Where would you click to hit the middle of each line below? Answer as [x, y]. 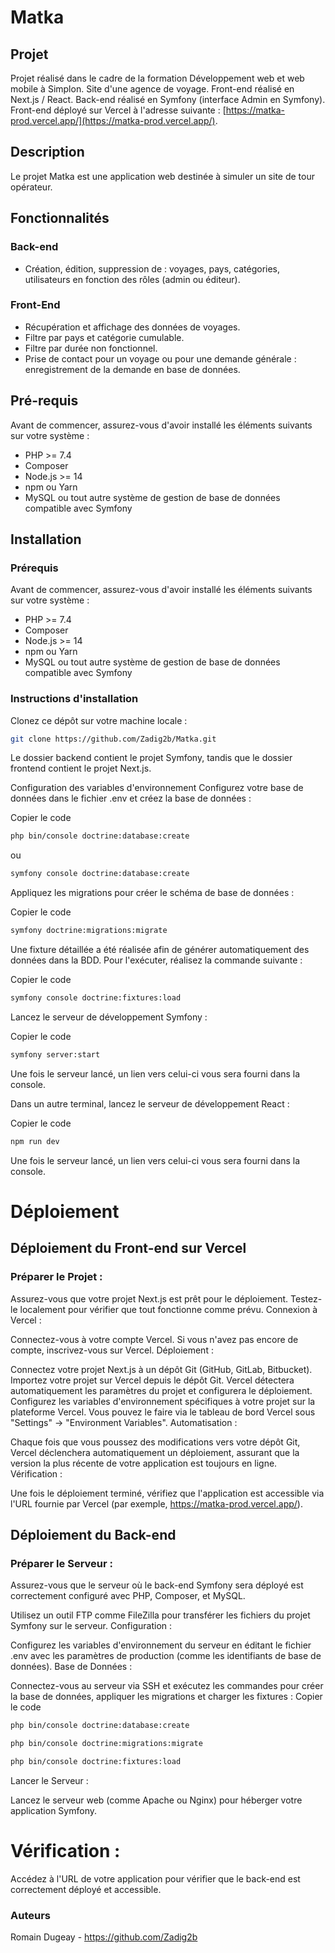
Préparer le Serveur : [61, 1563]
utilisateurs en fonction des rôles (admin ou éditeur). [132, 279]
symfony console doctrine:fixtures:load [96, 998]
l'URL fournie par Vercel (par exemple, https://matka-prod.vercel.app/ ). [156, 1503]
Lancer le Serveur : [49, 1780]
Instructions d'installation [74, 699]
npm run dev [35, 1141]
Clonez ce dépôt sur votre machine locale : [99, 720]
